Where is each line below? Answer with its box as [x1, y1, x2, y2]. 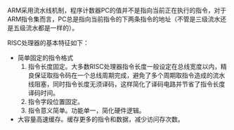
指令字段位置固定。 [27, 98, 84, 105]
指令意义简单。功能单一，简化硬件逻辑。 [27, 106, 145, 115]
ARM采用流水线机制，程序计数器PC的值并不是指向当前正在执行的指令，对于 [7, 6, 227, 14]
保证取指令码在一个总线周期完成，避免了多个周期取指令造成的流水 [34, 71, 226, 79]
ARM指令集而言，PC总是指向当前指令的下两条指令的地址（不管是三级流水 [7, 15, 221, 23]
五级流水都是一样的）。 [13, 24, 79, 32]
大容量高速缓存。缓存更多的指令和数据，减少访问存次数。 [17, 115, 184, 123]
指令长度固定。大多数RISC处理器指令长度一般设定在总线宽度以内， [27, 63, 221, 70]
